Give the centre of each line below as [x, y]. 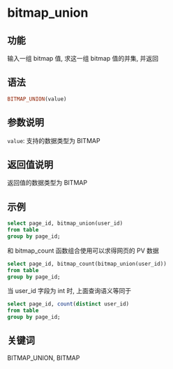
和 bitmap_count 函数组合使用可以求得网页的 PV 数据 [83, 250]
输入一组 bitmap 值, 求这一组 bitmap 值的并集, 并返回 [83, 58]
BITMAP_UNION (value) [37, 99]
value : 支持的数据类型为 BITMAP [54, 140]
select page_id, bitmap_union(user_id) [65, 224]
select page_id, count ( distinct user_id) [68, 304]
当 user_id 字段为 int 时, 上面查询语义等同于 [69, 291]
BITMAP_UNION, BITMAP [44, 358]
